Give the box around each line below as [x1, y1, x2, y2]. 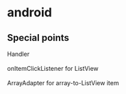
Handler [7, 50, 29, 58]
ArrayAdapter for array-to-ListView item [7, 79, 119, 87]
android [7, 5, 53, 20]
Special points [7, 32, 70, 44]
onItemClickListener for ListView [7, 65, 99, 72]
